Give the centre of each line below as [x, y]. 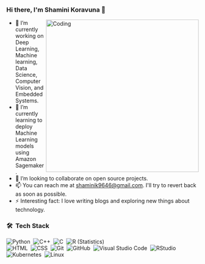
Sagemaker [30, 166]
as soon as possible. [41, 194]
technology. [30, 210]
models [24, 146]
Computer [28, 81]
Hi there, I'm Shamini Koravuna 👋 [56, 10]
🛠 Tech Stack [28, 226]
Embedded [29, 95]
